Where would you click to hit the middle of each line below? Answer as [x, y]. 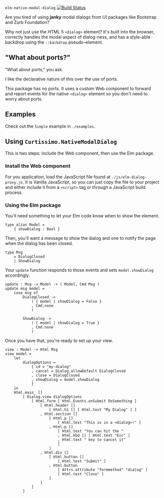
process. [14, 192]
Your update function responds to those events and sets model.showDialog [79, 270]
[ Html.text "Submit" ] [82, 461]
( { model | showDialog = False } [66, 302]
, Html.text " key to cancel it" [92, 440]
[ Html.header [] [58, 406]
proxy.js [14, 182]
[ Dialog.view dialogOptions [52, 397]
